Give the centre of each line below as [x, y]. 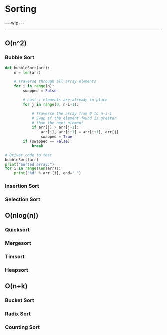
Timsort [15, 257]
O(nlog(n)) [22, 216]
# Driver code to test [29, 155]
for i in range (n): [34, 86]
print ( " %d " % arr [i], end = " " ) [47, 173]
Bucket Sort [20, 300]
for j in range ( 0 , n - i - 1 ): [51, 104]
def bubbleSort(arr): [28, 68]
